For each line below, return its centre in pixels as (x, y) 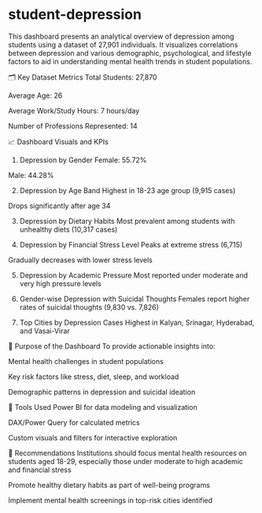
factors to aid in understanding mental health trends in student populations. (130, 61)
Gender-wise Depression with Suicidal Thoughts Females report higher (135, 299)
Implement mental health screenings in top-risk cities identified (111, 500)
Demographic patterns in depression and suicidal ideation (102, 392)
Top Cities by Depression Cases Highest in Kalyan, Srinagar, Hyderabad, (137, 322)
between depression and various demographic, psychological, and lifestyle (130, 53)
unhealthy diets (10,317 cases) (68, 229)
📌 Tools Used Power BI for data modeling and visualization (103, 407)
